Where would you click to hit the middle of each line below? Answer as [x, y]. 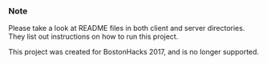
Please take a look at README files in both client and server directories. [127, 28]
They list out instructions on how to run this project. [93, 36]
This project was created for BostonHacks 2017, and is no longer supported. [133, 52]
